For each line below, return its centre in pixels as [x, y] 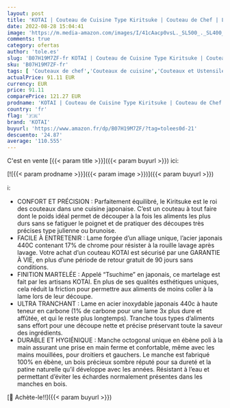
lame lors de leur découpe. [55, 297]
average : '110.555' [35, 141]
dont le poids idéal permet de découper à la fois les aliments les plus [114, 216]
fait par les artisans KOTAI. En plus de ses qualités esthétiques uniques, [118, 282]
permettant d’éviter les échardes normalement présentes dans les [110, 377]
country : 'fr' [27, 109]
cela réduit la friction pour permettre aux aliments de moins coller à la [115, 289]
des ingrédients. [40, 333]
